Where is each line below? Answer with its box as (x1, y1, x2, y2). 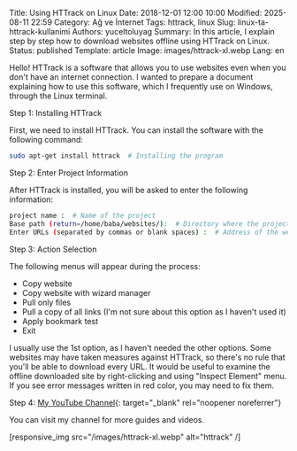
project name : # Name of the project (9, 211, 156, 220)
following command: (9, 135, 84, 144)
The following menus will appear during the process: (9, 260, 201, 271)
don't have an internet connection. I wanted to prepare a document (9, 72, 254, 82)
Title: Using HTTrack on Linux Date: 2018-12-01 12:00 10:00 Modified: (9, 8, 263, 18)
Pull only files (21, 297, 72, 307)
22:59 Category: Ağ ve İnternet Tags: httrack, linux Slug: (30, 17, 236, 27)
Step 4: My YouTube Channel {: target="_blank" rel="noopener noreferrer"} (9, 397, 282, 408)
